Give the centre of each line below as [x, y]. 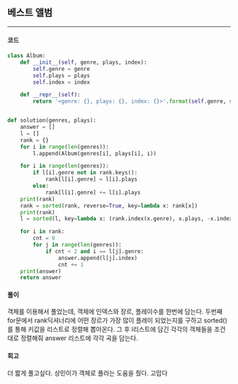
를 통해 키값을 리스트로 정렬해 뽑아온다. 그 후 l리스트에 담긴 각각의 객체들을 [110, 329]
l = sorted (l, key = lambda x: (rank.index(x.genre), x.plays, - [115, 219]
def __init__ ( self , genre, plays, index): [84, 62]
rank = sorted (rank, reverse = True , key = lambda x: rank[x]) [109, 205]
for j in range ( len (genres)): [77, 245]
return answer [41, 278]
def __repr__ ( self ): [50, 95]
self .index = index [62, 82]
